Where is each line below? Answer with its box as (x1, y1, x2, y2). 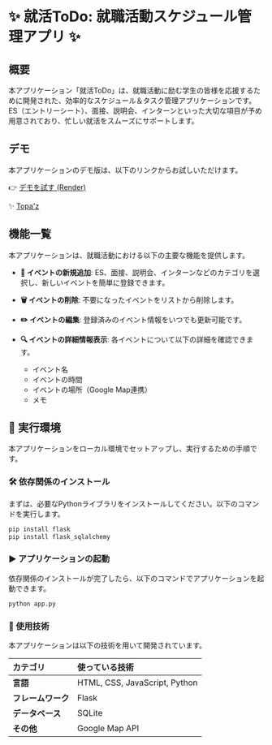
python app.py (8, 600, 57, 608)
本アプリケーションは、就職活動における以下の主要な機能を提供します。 (8, 250, 250, 260)
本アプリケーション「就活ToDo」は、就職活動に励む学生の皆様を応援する (8, 86, 254, 95)
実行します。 (22, 509, 65, 519)
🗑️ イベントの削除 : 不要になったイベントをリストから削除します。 (19, 295, 239, 304)
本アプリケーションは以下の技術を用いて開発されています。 (8, 640, 207, 650)
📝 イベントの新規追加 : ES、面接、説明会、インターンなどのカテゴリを (19, 267, 253, 277)
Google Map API (76, 722, 140, 734)
